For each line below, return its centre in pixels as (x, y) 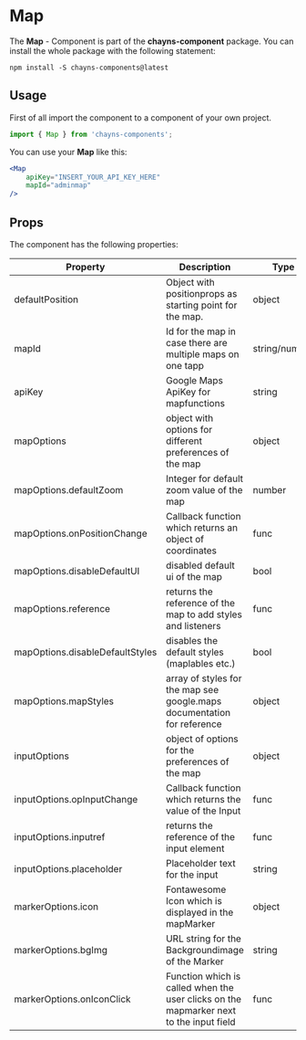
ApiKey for (188, 392)
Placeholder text (200, 863)
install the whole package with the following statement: (112, 50)
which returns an (202, 528)
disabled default (200, 565)
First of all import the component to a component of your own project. (140, 117)
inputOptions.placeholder (68, 868)
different (184, 441)
